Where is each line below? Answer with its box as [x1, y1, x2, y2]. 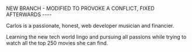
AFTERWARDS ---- [6, 11, 52, 18]
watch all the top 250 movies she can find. [6, 40, 109, 46]
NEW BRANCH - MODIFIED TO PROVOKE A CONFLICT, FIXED [6, 5, 155, 12]
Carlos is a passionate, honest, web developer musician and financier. [6, 23, 174, 29]
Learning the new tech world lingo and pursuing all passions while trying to [6, 34, 187, 40]
